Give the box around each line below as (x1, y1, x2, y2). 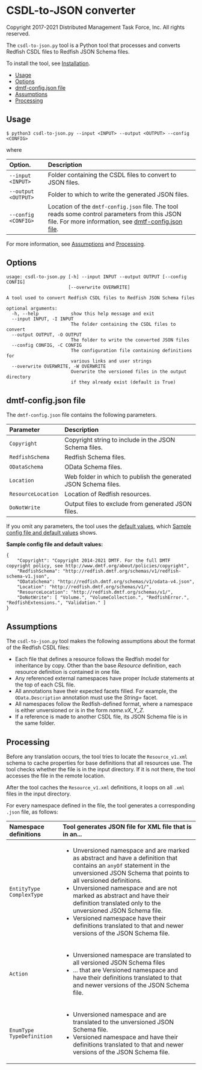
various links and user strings (70, 358, 152, 364)
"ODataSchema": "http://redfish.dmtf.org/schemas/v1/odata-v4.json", (17, 579, 195, 585)
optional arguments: (6, 305, 58, 311)
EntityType (9, 886, 40, 892)
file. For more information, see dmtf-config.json (47, 217, 183, 226)
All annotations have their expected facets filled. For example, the (14, 688, 177, 695)
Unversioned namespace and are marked (73, 847, 190, 854)
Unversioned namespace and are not (73, 884, 177, 892)
